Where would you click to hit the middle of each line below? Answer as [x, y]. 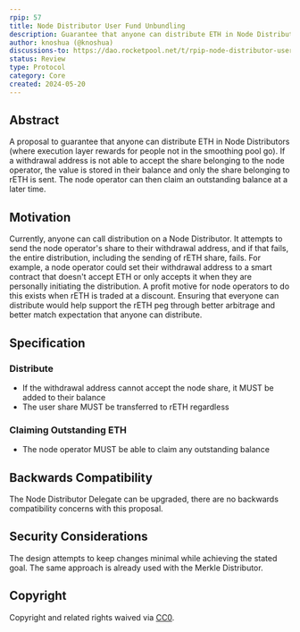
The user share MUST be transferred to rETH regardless [125, 407]
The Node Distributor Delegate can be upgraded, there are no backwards [144, 499]
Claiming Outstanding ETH [68, 430]
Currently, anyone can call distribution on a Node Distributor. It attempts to [146, 239]
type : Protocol [37, 68]
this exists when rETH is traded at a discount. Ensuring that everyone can [144, 296]
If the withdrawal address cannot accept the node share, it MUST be [148, 388]
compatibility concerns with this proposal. [86, 509]
